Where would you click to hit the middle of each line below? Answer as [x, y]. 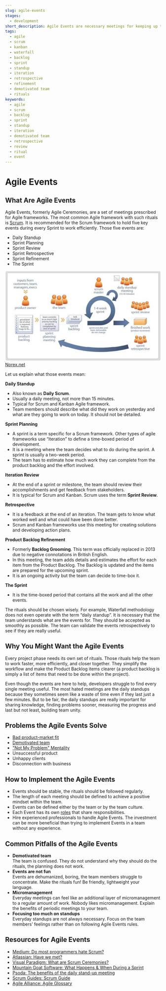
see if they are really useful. [33, 631]
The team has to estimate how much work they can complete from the [84, 460]
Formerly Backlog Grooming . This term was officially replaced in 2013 [84, 549]
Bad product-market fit [36, 737]
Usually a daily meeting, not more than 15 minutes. [63, 399]
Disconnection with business [41, 764]
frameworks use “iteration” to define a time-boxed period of [73, 439]
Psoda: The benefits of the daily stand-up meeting [63, 973]
